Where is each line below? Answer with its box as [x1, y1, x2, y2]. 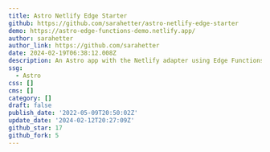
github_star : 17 [8, 124, 63, 132]
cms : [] [8, 86, 35, 95]
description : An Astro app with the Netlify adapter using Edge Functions [8, 57, 264, 65]
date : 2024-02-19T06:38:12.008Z [8, 49, 117, 57]
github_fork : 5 [8, 131, 59, 139]
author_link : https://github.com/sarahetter [8, 42, 160, 50]
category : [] [8, 94, 52, 102]
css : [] [8, 79, 35, 87]
